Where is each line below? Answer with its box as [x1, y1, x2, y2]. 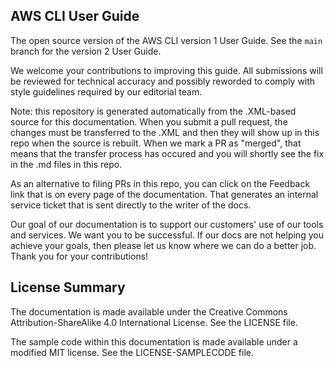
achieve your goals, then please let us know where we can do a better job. [10, 239, 317, 251]
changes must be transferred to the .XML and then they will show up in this [10, 126, 320, 138]
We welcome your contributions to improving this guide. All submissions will [10, 64, 323, 76]
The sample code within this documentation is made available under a [10, 335, 298, 348]
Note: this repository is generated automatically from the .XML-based [10, 105, 297, 117]
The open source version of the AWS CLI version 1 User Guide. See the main [10, 34, 323, 46]
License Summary [10, 279, 126, 296]
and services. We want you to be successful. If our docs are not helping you [10, 229, 324, 241]
